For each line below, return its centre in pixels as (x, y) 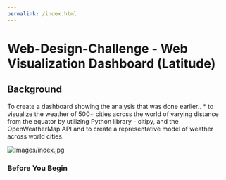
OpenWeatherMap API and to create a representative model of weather (110, 129)
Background (34, 90)
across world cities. (36, 136)
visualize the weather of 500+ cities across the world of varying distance (113, 114)
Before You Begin (38, 168)
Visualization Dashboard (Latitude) (112, 63)
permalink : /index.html (42, 14)
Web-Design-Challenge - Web (98, 48)
